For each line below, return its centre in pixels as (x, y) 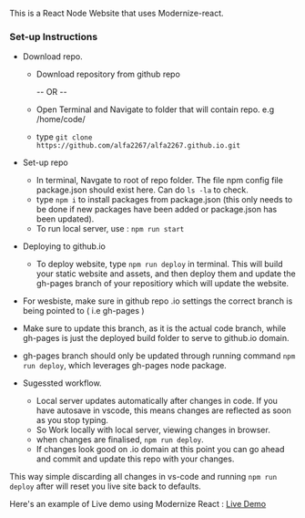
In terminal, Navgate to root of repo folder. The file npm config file (160, 181)
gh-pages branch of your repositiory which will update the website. (163, 284)
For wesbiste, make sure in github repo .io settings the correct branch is (158, 301)
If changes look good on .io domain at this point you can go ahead (160, 450)
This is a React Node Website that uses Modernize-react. (117, 13)
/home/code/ (61, 119)
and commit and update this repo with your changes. (135, 459)
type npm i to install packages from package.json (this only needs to (164, 200)
